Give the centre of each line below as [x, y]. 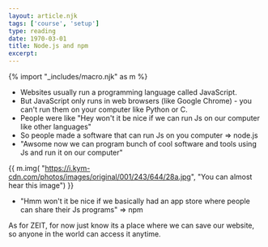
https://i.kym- [67, 168]
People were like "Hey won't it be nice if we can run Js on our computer [140, 118]
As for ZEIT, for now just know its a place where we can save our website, [132, 225]
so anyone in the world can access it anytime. [85, 234]
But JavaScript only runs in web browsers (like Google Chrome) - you [136, 101]
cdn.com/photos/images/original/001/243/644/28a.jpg [100, 177]
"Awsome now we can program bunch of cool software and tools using [138, 144]
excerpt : [23, 53]
